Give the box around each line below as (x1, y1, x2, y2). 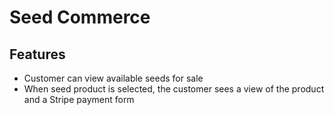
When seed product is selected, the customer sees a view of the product (23, 83, 325, 95)
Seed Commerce (9, 6, 151, 29)
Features (9, 46, 66, 63)
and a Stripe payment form (23, 94, 135, 105)
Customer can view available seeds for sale (23, 72, 204, 84)
